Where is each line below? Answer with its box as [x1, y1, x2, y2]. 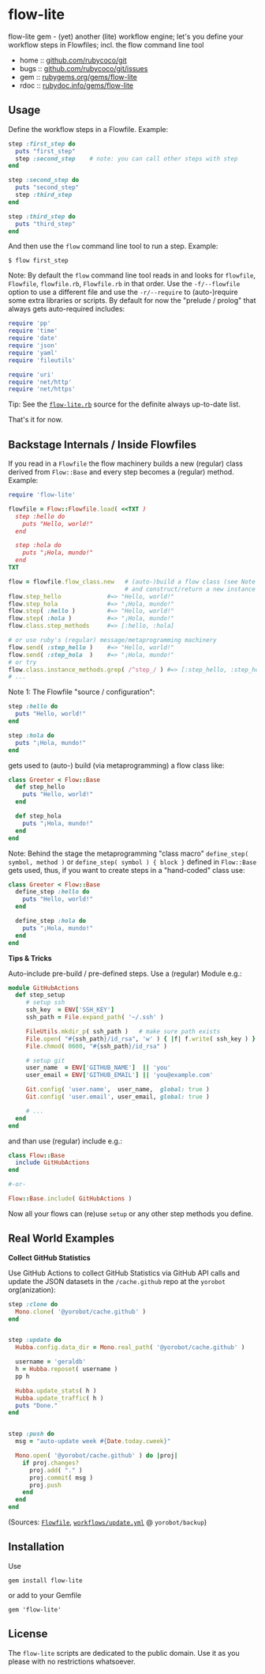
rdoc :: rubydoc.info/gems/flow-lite [19, 81, 134, 90]
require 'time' [8, 327, 58, 335]
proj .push [28, 1481, 62, 1489]
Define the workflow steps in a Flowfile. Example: [8, 124, 169, 134]
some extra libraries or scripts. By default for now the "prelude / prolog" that [8, 296, 256, 305]
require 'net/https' [8, 385, 77, 393]
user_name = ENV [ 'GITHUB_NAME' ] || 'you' [25, 1064, 171, 1072]
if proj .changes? [22, 1459, 80, 1467]
